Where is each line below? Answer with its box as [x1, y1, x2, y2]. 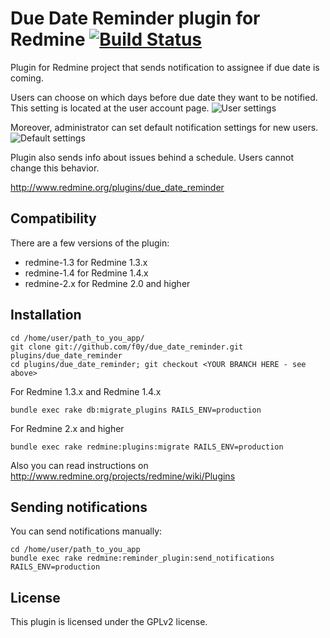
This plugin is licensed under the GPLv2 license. [10, 616, 208, 628]
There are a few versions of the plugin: [10, 237, 170, 249]
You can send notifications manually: [10, 525, 163, 537]
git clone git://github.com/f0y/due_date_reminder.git [10, 342, 244, 352]
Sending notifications [10, 498, 148, 516]
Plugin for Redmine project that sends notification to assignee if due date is [10, 61, 320, 73]
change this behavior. [10, 162, 100, 174]
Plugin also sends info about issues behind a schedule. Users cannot [10, 151, 295, 163]
